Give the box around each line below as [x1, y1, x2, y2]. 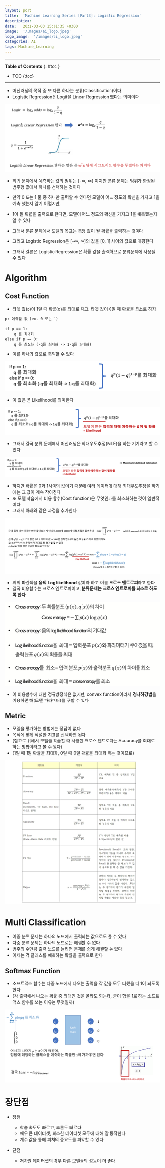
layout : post [5, 8, 32, 13]
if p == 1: [5, 326, 27, 331]
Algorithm [5, 272, 47, 283]
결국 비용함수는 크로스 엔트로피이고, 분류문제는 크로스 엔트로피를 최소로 [12, 585, 148, 592]
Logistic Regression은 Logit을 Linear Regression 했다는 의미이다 [12, 94, 139, 100]
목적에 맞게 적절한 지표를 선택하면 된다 [12, 732, 86, 738]
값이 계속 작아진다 [27, 489, 61, 495]
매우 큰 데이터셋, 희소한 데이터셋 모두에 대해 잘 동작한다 [19, 1130, 126, 1136]
